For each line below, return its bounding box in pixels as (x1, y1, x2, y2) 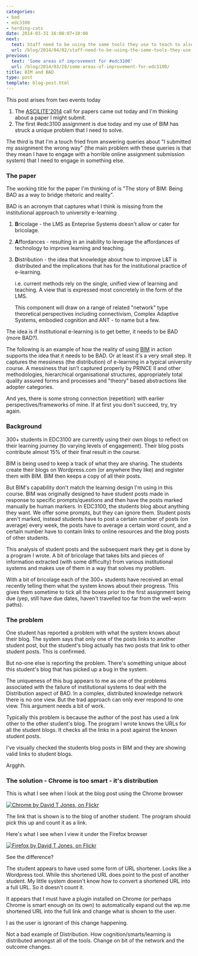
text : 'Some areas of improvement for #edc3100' (11, 58, 133, 64)
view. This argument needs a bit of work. (6, 702, 105, 709)
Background (6, 422, 42, 430)
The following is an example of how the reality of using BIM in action (6, 346, 172, 353)
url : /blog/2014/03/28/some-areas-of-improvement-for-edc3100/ (11, 63, 170, 70)
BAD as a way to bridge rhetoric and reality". (6, 192, 114, 199)
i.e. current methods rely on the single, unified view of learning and (14, 280, 178, 287)
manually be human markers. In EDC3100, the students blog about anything (6, 503, 190, 510)
